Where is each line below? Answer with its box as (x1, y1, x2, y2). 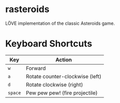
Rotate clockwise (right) (25, 81, 83, 88)
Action (55, 56, 72, 63)
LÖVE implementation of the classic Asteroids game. (5, 20, 115, 26)
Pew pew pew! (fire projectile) (25, 89, 98, 96)
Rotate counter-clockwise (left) (25, 73, 102, 80)
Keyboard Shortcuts (5, 38, 93, 49)
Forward (25, 65, 46, 72)
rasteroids (5, 4, 50, 15)
